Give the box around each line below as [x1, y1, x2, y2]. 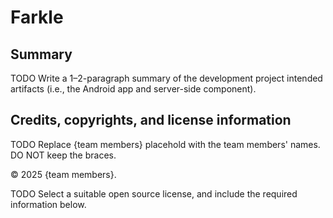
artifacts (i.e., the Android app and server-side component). [10, 83, 257, 95]
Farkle [10, 6, 64, 29]
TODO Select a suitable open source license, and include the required [10, 187, 298, 200]
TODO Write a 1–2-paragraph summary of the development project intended [10, 72, 323, 84]
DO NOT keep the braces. [10, 149, 117, 161]
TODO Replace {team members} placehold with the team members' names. [10, 138, 321, 150]
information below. [10, 198, 87, 210]
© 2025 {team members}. [10, 168, 117, 180]
